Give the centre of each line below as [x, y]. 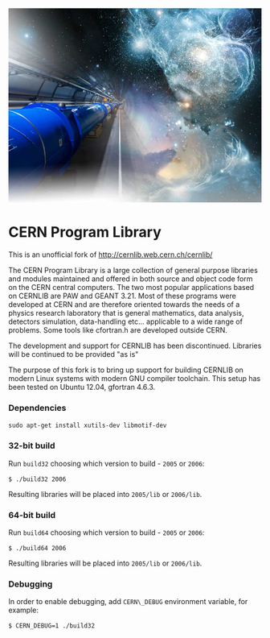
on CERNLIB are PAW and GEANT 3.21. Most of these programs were [123, 296]
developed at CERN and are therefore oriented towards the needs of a [124, 304]
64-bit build [32, 515]
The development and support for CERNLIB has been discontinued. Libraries [135, 346]
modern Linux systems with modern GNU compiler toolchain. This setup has [135, 379]
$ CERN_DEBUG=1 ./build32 [51, 626]
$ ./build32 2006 [37, 479]
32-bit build [32, 445]
